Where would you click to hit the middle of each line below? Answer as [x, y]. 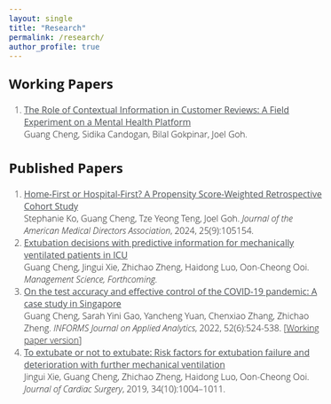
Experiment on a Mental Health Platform [107, 122]
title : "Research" [48, 27]
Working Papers [62, 83]
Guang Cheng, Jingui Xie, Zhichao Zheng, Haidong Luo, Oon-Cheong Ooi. [166, 267]
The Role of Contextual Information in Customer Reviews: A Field [157, 109]
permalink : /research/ [57, 37]
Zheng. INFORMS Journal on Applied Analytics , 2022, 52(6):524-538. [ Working [171, 328]
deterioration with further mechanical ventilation [124, 365]
